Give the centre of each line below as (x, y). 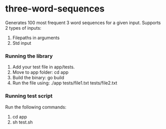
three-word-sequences (55, 9)
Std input (22, 43)
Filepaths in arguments (36, 38)
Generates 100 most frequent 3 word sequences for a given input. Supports (83, 23)
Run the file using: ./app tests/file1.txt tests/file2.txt (65, 83)
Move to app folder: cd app (40, 72)
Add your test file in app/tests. (43, 67)
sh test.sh (22, 122)
